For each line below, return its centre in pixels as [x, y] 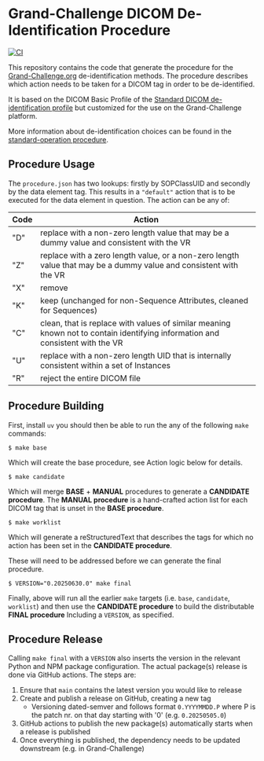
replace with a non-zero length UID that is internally [136, 355]
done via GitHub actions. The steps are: [72, 675]
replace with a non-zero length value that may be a [135, 233]
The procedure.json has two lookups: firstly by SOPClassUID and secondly [129, 183]
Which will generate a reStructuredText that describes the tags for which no [131, 537]
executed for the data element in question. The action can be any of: [119, 200]
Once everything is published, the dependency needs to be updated [130, 741]
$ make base [27, 448]
